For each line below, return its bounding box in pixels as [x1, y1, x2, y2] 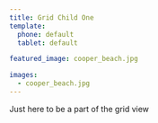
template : [9, 22, 47, 31]
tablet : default [17, 38, 78, 48]
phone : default [17, 30, 75, 39]
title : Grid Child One [9, 13, 94, 22]
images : [9, 71, 39, 80]
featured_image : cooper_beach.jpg [9, 55, 139, 64]
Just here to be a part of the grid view [9, 103, 150, 114]
